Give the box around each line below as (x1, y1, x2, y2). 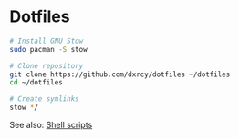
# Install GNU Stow (9, 36, 84, 45)
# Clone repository (9, 61, 84, 70)
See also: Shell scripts (9, 120, 93, 131)
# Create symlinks (9, 94, 79, 104)
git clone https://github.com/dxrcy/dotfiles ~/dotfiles (9, 70, 231, 79)
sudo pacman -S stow (9, 45, 88, 54)
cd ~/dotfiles (9, 78, 64, 87)
